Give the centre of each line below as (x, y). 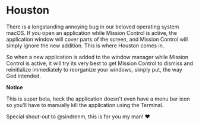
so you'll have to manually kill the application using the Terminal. (85, 105)
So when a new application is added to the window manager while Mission (97, 57)
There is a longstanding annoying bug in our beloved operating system (93, 27)
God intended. (24, 76)
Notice (15, 87)
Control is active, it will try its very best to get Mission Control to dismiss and (100, 63)
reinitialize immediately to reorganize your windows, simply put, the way (94, 69)
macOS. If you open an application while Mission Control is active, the (91, 33)
